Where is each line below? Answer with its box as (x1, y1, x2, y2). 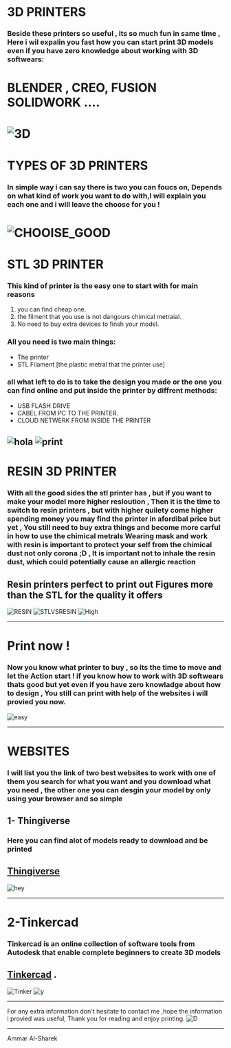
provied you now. (7, 697, 67, 707)
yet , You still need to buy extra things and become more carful (7, 523, 221, 533)
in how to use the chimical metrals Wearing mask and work (7, 531, 208, 541)
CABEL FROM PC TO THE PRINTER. (16, 409, 119, 417)
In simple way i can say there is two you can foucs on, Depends (7, 182, 222, 192)
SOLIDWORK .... (7, 94, 100, 110)
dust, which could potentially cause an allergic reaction (7, 557, 196, 567)
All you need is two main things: (7, 337, 116, 347)
